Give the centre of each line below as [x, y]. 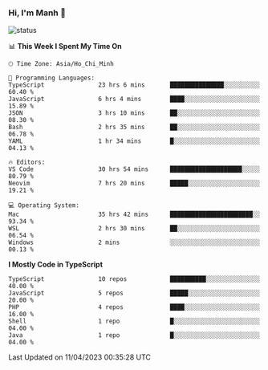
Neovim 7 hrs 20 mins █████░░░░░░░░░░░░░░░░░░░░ [134, 184]
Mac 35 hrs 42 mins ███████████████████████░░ [134, 215]
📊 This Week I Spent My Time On [65, 47]
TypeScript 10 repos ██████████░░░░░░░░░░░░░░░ [134, 279]
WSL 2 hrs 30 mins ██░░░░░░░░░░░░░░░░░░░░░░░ [134, 229]
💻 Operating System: [44, 205]
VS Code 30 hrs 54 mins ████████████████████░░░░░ [134, 169]
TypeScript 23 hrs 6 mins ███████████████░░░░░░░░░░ [134, 85]
